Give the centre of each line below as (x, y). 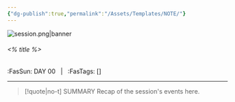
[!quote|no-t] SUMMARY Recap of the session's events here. (112, 91)
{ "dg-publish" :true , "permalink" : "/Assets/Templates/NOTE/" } (97, 14)
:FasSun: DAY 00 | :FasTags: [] (54, 71)
